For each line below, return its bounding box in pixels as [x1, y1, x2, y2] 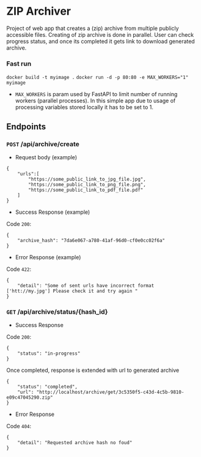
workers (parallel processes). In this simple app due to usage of [15, 97, 176, 105]
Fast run [6, 59, 32, 68]
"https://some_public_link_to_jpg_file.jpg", [28, 176, 147, 182]
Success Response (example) [15, 208, 90, 216]
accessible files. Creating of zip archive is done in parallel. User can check [6, 31, 194, 38]
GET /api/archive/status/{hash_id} [6, 308, 108, 316]
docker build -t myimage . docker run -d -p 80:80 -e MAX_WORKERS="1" [6, 75, 189, 81]
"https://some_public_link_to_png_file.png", [28, 181, 147, 187]
